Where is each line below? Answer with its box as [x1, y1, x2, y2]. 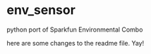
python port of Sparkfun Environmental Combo [6, 25, 143, 34]
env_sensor [6, 2, 75, 18]
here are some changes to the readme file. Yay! [6, 39, 145, 47]
